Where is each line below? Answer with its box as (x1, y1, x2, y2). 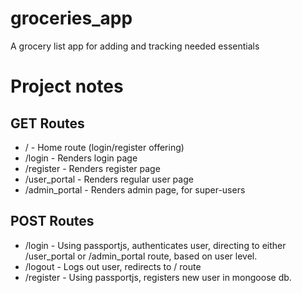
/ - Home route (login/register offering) (24, 141, 185, 153)
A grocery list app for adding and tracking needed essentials (10, 40, 260, 52)
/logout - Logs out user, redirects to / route (24, 260, 202, 272)
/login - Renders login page (24, 152, 138, 164)
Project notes (10, 75, 124, 98)
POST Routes (10, 213, 95, 230)
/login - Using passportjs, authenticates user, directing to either (24, 239, 287, 251)
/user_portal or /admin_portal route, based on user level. (24, 250, 258, 262)
